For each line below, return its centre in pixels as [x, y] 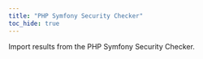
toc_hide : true [34, 23]
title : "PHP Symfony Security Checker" [76, 16]
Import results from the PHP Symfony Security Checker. [101, 46]
